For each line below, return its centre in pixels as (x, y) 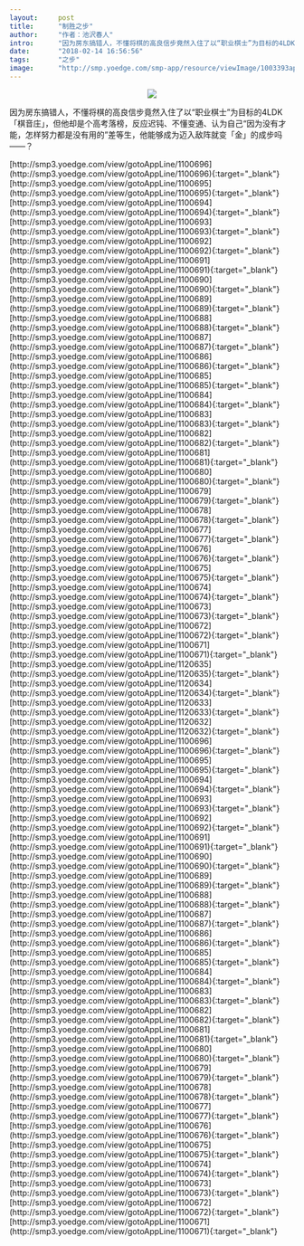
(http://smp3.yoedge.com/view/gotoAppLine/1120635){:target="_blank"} (144, 673)
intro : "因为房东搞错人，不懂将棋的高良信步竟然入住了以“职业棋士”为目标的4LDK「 (156, 43)
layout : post (42, 18)
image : (22, 69)
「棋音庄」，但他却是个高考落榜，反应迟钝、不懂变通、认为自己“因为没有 (144, 123)
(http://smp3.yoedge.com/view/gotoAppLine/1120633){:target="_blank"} (145, 712)
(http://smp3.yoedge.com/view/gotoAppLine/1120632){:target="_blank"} (145, 731)
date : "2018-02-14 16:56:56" (76, 52)
